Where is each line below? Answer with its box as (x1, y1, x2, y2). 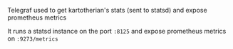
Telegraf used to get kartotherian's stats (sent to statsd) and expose (7, 6, 208, 14)
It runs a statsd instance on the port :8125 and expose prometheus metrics (7, 27, 227, 35)
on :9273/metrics (7, 34, 58, 43)
